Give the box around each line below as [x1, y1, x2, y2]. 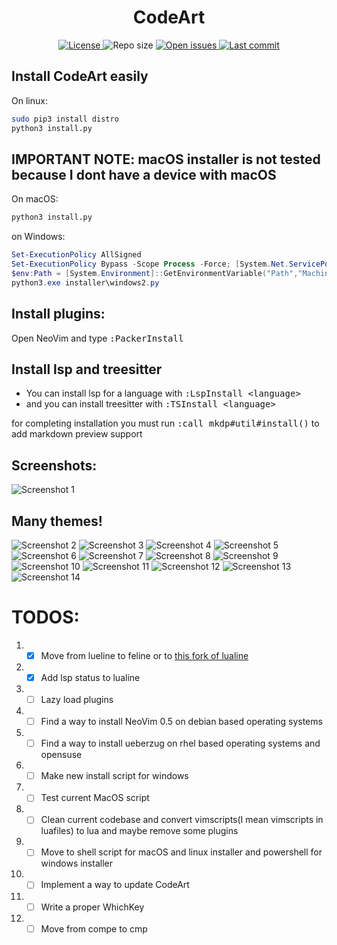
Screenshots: [11, 457, 98, 474]
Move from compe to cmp [40, 922, 148, 935]
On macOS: [11, 193, 59, 205]
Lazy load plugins [40, 694, 114, 705]
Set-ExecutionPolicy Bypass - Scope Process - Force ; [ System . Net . [11, 259, 289, 270]
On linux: [11, 94, 48, 106]
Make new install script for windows [40, 770, 189, 782]
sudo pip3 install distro [11, 114, 119, 124]
